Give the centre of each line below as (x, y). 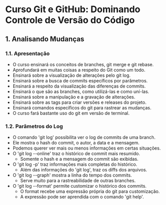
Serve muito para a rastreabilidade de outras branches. (78, 181)
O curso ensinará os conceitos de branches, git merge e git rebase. (83, 64)
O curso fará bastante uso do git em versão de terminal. (71, 113)
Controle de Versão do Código (70, 20)
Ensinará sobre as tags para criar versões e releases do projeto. (79, 102)
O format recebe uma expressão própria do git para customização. (90, 191)
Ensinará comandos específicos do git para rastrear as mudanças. (82, 107)
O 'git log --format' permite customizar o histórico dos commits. (79, 186)
